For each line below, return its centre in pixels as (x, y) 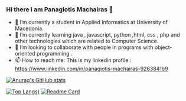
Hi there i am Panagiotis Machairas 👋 (60, 9)
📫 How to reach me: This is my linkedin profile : (73, 60)
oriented (25, 54)
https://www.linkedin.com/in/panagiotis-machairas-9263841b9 (91, 69)
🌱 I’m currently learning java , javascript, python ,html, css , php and (97, 35)
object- (163, 47)
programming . (54, 54)
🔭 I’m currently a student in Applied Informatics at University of (91, 22)
